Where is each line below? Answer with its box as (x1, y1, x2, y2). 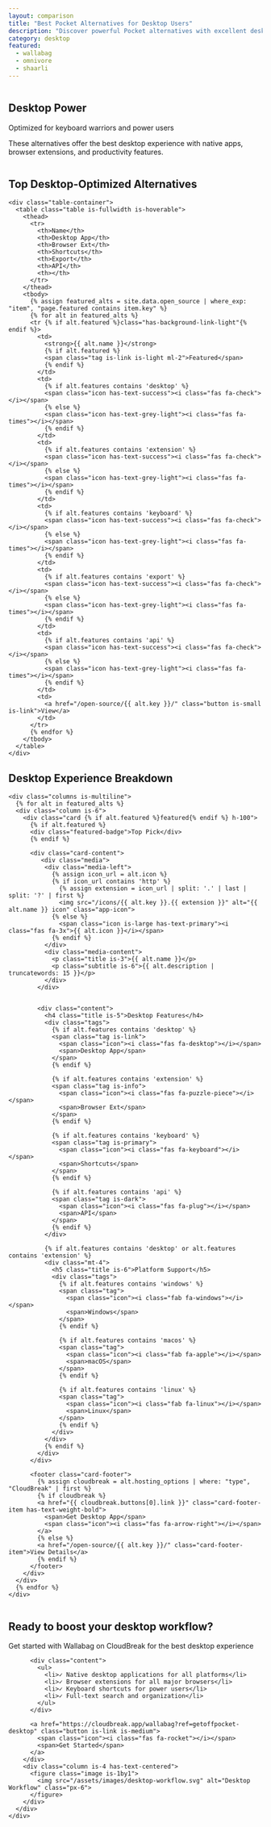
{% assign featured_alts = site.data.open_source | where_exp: (29, 298, 248, 306)
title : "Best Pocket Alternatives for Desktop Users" (8, 19, 194, 27)
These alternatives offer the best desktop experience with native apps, (8, 138, 244, 148)
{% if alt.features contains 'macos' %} (59, 1336, 197, 1344)
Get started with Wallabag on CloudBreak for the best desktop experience (8, 1641, 254, 1650)
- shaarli (15, 65, 48, 73)
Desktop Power (8, 102, 87, 115)
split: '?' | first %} (8, 892, 85, 900)
